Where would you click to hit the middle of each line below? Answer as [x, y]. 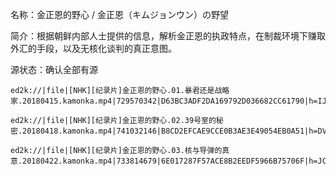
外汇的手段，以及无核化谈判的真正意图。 [93, 48]
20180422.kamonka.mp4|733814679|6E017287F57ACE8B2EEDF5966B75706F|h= [170, 161]
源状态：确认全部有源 [54, 69]
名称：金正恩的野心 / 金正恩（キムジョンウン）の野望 [119, 14]
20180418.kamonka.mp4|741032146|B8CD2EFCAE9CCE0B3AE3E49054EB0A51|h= [170, 131]
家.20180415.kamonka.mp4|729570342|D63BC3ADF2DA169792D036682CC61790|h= [164, 101]
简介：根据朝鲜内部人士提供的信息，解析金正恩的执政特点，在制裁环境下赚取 [168, 36]
